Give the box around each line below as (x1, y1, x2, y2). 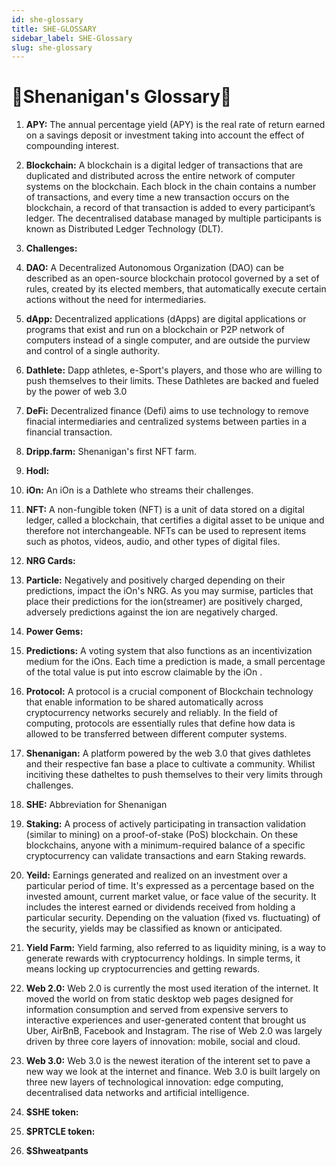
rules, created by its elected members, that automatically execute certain (25, 283, 327, 295)
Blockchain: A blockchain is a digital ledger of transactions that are (25, 159, 304, 171)
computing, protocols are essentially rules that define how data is (25, 717, 296, 730)
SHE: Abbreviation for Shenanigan (25, 799, 168, 811)
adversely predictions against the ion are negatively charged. (25, 606, 279, 618)
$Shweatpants (25, 1145, 89, 1157)
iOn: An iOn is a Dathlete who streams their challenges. (25, 484, 254, 496)
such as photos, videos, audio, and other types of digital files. (25, 536, 281, 548)
